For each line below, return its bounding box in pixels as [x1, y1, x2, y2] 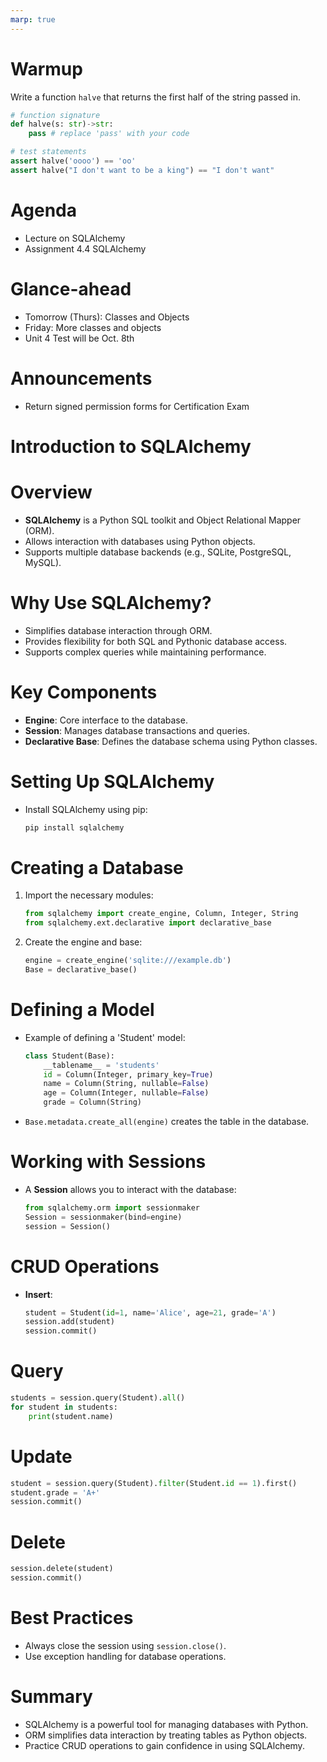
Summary [10, 1686, 93, 1708]
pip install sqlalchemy [24, 822, 125, 833]
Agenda [10, 199, 77, 221]
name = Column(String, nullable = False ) [43, 1079, 210, 1089]
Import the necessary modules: [24, 889, 154, 901]
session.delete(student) [10, 1564, 114, 1574]
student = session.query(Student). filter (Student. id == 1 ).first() [10, 1478, 298, 1488]
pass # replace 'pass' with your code [28, 129, 190, 139]
